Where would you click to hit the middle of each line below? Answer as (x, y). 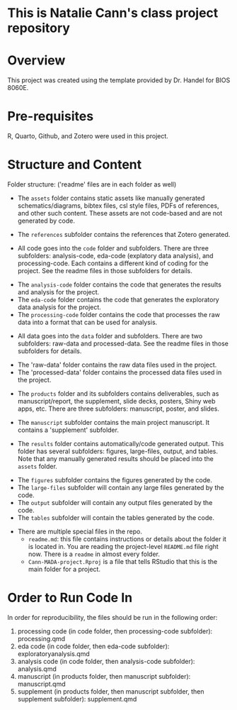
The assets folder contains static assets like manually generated (111, 198)
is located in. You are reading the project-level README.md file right (123, 547)
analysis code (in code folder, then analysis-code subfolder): (106, 661)
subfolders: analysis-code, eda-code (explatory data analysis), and (115, 256)
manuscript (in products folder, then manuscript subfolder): (104, 676)
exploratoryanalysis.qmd (53, 653)
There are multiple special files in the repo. (80, 531)
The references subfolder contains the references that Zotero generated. (124, 234)
